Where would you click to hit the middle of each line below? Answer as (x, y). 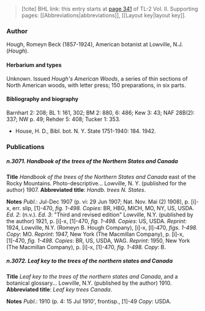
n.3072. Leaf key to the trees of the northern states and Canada (90, 261)
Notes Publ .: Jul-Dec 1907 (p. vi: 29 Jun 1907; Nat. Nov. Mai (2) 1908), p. (98, 202)
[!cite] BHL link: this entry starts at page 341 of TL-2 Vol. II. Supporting (110, 9)
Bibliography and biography (42, 99)
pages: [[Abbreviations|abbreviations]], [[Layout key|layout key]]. (104, 15)
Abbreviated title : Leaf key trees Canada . (59, 289)
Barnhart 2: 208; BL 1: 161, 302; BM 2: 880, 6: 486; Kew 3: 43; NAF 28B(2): (100, 112)
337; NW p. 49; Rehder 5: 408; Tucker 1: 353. (63, 119)
